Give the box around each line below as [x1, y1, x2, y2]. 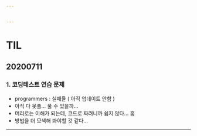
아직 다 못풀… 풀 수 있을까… [14, 102, 79, 109]
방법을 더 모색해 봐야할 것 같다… [14, 117, 89, 124]
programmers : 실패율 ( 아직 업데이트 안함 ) [14, 95, 116, 102]
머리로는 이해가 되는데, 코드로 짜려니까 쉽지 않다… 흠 [14, 110, 135, 117]
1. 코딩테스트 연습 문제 [6, 80, 65, 89]
